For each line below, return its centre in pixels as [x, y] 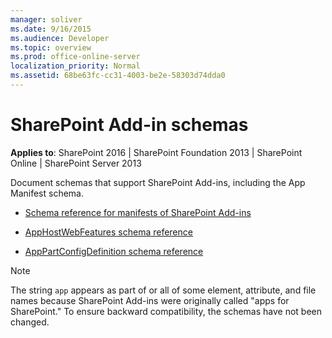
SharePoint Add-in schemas [129, 125]
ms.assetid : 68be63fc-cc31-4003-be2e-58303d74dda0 [118, 76]
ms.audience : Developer [60, 38]
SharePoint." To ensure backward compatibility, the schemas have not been [166, 311]
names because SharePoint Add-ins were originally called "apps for [150, 300]
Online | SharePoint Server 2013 [76, 163]
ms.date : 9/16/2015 [51, 29]
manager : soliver [46, 19]
